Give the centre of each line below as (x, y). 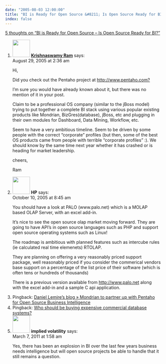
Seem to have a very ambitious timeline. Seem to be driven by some (81, 130)
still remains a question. (36, 357)
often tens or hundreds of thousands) (50, 273)
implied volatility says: (54, 331)
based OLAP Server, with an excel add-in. (55, 213)
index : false (19, 19)
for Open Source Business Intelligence (51, 303)
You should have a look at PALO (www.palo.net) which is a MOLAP (80, 207)
